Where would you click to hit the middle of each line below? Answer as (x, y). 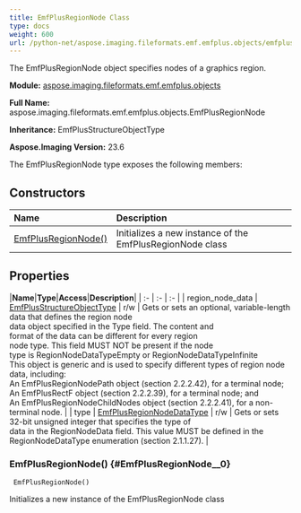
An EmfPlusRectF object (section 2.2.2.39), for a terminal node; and (134, 393)
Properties (39, 276)
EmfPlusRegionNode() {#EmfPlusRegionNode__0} (120, 464)
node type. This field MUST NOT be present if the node (111, 345)
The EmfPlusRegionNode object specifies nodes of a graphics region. (138, 68)
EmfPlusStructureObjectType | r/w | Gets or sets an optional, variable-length (150, 307)
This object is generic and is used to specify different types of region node (147, 364)
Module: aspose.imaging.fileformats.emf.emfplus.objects (115, 85)
